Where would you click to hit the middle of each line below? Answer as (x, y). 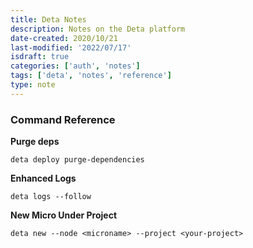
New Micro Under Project (64, 215)
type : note (33, 85)
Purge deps (35, 142)
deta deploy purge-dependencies (77, 160)
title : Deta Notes (48, 19)
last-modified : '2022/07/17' (71, 47)
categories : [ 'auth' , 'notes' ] (75, 66)
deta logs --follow (51, 197)
